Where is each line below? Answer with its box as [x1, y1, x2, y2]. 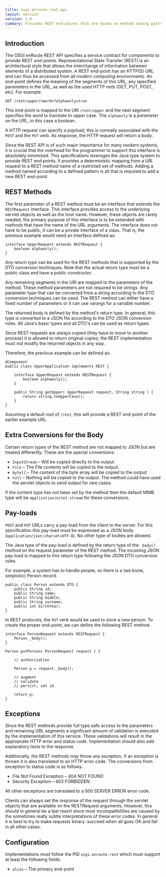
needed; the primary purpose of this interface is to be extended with [5, 217, 145, 223]
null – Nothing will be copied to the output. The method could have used [12, 474, 161, 480]
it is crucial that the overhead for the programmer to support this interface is [5, 148, 161, 153]
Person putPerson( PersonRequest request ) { [5, 648, 100, 654]
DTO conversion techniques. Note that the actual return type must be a [5, 265, 150, 270]
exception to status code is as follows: [5, 763, 83, 770]
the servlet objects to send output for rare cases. [12, 480, 112, 486]
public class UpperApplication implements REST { [5, 364, 110, 369]
